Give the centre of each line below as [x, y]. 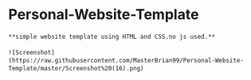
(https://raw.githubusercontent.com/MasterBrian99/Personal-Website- [126, 60]
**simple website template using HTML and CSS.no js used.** [112, 36]
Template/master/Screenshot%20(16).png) [76, 68]
